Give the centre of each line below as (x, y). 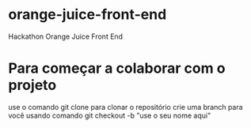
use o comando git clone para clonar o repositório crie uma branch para (125, 107)
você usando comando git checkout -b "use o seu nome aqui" (110, 115)
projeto (32, 85)
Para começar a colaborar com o (117, 68)
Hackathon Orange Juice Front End (66, 36)
